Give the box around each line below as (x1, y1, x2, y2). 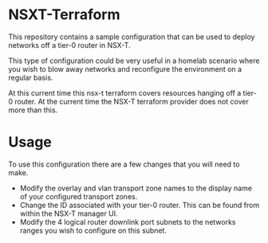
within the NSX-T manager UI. (19, 209, 118, 218)
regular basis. (8, 73, 53, 82)
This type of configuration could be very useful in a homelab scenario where (8, 56, 260, 65)
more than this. (8, 105, 58, 115)
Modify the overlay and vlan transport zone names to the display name (19, 183, 253, 193)
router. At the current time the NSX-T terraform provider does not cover (14, 96, 250, 106)
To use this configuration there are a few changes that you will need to (8, 159, 240, 169)
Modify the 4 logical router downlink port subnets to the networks (19, 217, 236, 226)
